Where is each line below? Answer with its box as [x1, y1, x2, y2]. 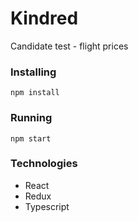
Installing [10, 65, 57, 79]
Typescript [24, 200, 70, 212]
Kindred [10, 7, 79, 30]
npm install [10, 88, 60, 98]
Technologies [10, 157, 78, 171]
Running [10, 111, 53, 125]
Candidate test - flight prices [10, 40, 129, 52]
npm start [10, 133, 52, 144]
